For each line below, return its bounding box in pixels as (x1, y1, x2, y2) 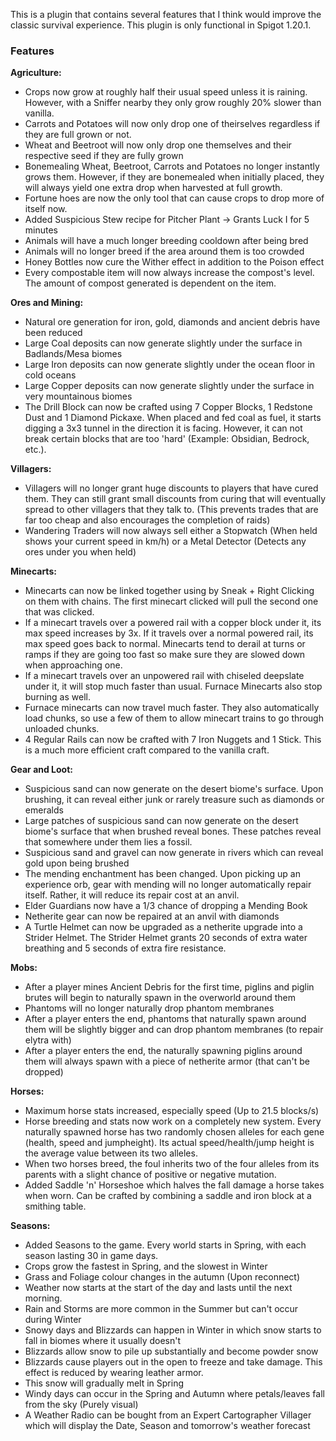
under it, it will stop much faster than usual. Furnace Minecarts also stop (24, 680, 323, 693)
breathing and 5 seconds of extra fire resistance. (24, 942, 227, 954)
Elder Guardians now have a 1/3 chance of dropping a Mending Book (24, 900, 308, 912)
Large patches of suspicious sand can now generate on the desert (24, 815, 299, 827)
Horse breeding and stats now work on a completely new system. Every (24, 1115, 322, 1128)
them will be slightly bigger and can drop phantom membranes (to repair (24, 1024, 324, 1036)
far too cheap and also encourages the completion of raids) (24, 514, 271, 526)
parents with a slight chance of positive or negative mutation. (24, 1169, 277, 1181)
